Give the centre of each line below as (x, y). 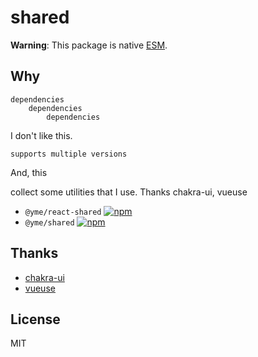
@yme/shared (49, 222)
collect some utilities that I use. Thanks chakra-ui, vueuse (129, 192)
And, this (29, 172)
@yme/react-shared (63, 212)
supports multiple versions (69, 154)
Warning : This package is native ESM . (89, 45)
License (35, 319)
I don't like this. (41, 135)
